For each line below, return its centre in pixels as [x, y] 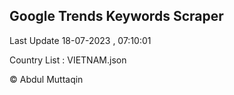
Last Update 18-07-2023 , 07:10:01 [80, 40]
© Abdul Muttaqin [46, 79]
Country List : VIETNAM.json [68, 60]
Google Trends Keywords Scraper [116, 16]
